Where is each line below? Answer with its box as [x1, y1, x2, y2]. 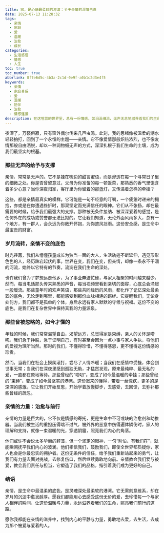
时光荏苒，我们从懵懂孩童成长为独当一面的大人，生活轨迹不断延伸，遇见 [5, 252, 150, 258]
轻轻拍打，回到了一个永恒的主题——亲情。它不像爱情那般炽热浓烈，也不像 [5, 136, 155, 142]
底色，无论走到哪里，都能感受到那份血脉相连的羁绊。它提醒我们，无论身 [13, 293, 159, 299]
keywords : [5, 80, 25, 84]
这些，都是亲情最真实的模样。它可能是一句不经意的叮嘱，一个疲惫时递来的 [5, 196, 155, 202]
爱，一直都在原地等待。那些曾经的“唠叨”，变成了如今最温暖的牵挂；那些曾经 [5, 371, 159, 377]
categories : [5, 48, 29, 53]
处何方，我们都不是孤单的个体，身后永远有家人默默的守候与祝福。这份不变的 [5, 299, 159, 305]
